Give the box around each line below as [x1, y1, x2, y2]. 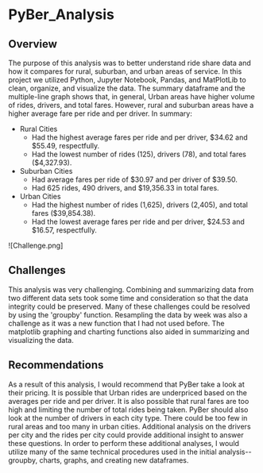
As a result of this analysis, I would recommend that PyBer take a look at [8, 379, 245, 389]
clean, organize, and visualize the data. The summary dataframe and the [8, 83, 246, 93]
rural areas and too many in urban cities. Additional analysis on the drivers [8, 421, 252, 431]
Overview [8, 37, 58, 51]
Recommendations [8, 359, 104, 372]
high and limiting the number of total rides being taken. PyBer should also [8, 405, 249, 414]
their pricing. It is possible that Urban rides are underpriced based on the [8, 387, 248, 398]
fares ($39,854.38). [31, 209, 96, 217]
